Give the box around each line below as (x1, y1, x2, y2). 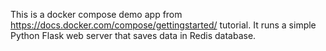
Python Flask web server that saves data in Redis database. (10, 30, 257, 41)
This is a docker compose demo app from (10, 9, 183, 20)
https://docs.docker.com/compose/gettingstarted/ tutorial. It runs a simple (10, 19, 317, 31)
